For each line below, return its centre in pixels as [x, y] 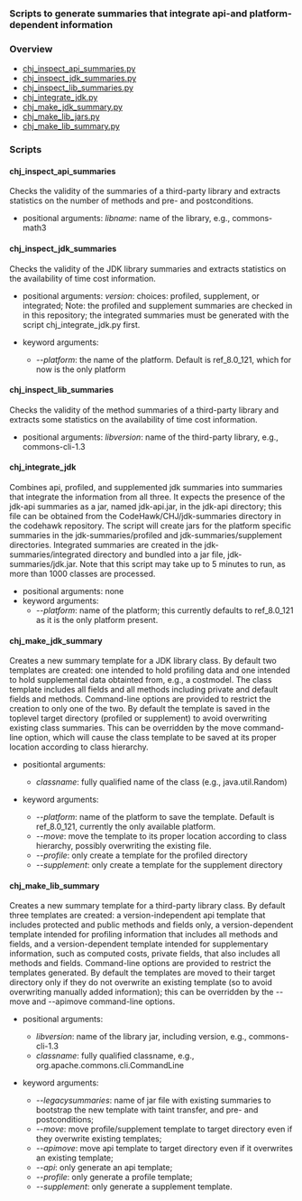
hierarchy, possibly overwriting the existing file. [124, 846]
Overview [31, 49]
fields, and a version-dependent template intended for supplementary [139, 944]
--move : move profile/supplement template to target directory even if [164, 1129]
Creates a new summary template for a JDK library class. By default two [143, 661]
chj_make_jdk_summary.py [73, 107]
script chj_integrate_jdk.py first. [81, 324]
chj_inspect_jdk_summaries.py [79, 79]
